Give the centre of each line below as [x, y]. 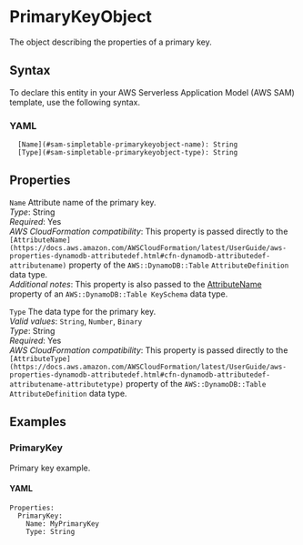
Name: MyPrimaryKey [63, 524]
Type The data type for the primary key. [83, 311]
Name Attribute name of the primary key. [83, 202]
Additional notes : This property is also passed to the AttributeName [136, 284]
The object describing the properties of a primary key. [111, 42]
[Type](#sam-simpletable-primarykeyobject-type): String [128, 153]
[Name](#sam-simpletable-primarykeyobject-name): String [128, 145]
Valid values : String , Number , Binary [76, 321]
